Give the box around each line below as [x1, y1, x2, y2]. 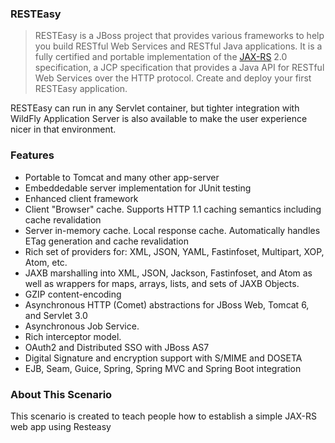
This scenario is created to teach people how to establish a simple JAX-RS [10, 410, 318, 422]
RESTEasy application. [34, 83, 128, 95]
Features [10, 148, 55, 162]
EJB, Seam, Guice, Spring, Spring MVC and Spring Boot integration [24, 362, 302, 374]
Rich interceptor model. [24, 330, 122, 342]
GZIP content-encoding [24, 288, 122, 300]
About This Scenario [10, 387, 113, 401]
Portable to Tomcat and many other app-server [24, 171, 220, 183]
